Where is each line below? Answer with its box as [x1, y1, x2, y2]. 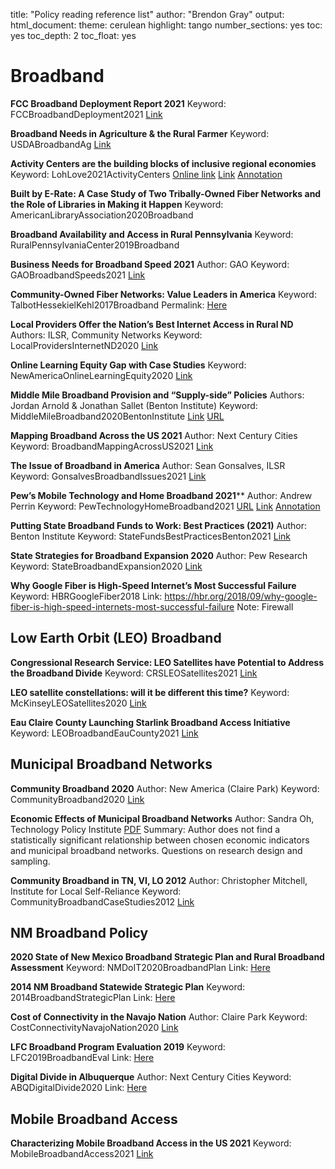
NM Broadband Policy [10, 924, 149, 941]
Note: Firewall [236, 600, 294, 613]
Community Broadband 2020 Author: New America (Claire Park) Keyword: [10, 782, 320, 794]
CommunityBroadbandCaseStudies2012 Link [10, 895, 195, 908]
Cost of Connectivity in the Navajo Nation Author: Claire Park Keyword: [10, 1011, 308, 1023]
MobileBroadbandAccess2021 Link [10, 1148, 154, 1160]
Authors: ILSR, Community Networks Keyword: [10, 329, 203, 341]
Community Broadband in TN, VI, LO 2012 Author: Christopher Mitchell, [10, 874, 308, 886]
